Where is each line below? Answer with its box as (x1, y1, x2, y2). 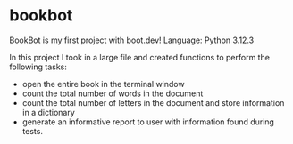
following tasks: (9, 61, 67, 72)
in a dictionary (21, 107, 76, 117)
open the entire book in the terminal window (21, 78, 185, 89)
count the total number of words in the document (21, 88, 204, 99)
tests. (21, 125, 43, 136)
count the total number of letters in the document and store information (21, 97, 285, 108)
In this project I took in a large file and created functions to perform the (9, 52, 271, 62)
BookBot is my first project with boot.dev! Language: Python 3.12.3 (9, 35, 255, 45)
